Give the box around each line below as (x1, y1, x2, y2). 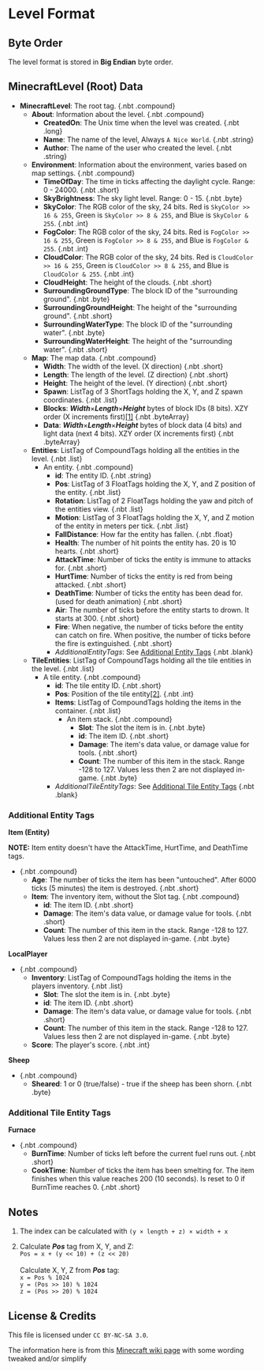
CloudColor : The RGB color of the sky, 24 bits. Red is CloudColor (43, 252, 254, 262)
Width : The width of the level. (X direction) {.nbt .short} (43, 361, 224, 371)
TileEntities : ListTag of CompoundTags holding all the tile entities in (31, 655, 251, 665)
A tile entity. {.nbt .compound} (43, 672, 142, 682)
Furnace (8, 1125, 36, 1135)
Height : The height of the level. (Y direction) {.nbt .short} (43, 378, 229, 387)
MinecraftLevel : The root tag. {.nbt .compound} (19, 100, 176, 111)
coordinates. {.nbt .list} (43, 395, 118, 404)
